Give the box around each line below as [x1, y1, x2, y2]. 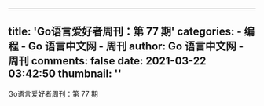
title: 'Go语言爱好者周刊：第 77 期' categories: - [8, 25, 242, 38]
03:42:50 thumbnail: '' [8, 68, 122, 81]
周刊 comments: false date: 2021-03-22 [8, 54, 207, 68]
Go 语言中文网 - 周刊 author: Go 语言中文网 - [27, 40, 244, 53]
